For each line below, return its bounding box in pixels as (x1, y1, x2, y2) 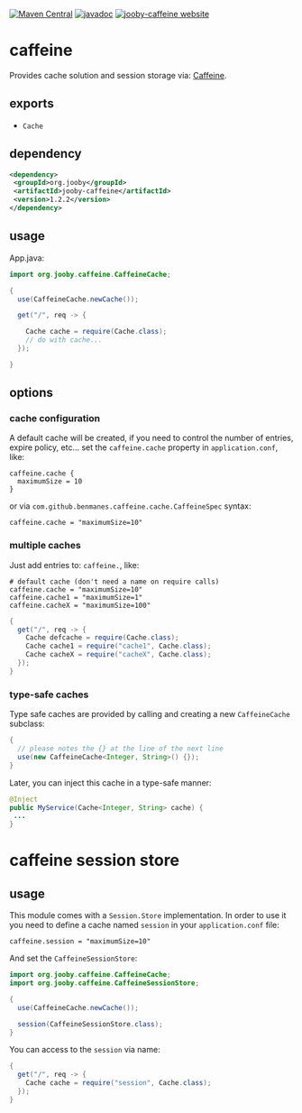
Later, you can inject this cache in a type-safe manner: (9, 777, 212, 788)
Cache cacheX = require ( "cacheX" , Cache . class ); (25, 650, 212, 659)
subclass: (9, 718, 45, 730)
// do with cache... (25, 336, 103, 345)
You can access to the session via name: (9, 1044, 160, 1055)
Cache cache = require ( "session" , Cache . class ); (25, 1079, 212, 1088)
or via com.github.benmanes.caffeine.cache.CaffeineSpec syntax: (9, 501, 252, 511)
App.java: (9, 253, 45, 263)
